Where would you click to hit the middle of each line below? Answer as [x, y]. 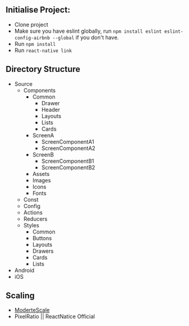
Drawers [43, 251]
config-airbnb [32, 38]
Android [24, 270]
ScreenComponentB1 [68, 161]
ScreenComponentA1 [68, 142]
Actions [33, 212]
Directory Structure [43, 69]
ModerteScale [32, 310]
